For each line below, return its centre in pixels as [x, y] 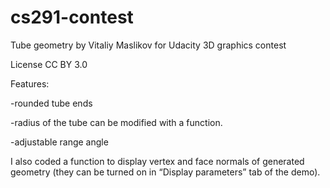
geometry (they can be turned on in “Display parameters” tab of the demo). [165, 172]
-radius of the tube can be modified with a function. [116, 122]
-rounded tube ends [51, 103]
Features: [30, 83]
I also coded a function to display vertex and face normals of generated [157, 161]
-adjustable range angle [59, 142]
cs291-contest [72, 17]
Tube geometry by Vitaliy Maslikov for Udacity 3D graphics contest [148, 45]
